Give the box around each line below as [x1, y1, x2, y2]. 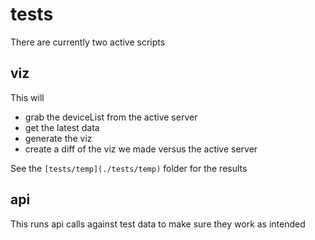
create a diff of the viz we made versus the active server [24, 143, 258, 155]
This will [10, 91, 45, 103]
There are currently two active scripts [10, 36, 166, 48]
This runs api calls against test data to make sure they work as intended [10, 218, 306, 230]
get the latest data [24, 121, 100, 133]
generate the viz [24, 132, 93, 144]
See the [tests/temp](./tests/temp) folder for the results [10, 162, 248, 174]
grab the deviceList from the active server [24, 111, 198, 123]
